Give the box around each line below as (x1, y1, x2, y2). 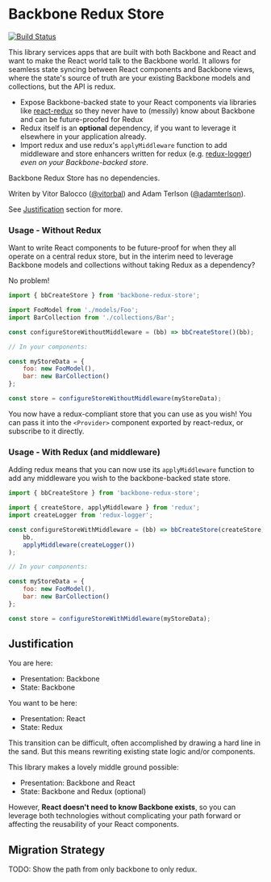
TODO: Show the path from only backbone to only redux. (8, 864, 198, 874)
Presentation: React (19, 714, 86, 724)
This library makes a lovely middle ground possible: (8, 762, 179, 772)
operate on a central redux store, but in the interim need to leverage (8, 251, 234, 261)
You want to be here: (8, 698, 78, 708)
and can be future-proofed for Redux (19, 114, 144, 124)
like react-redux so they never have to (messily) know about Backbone (19, 106, 256, 116)
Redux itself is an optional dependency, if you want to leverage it (19, 123, 236, 133)
